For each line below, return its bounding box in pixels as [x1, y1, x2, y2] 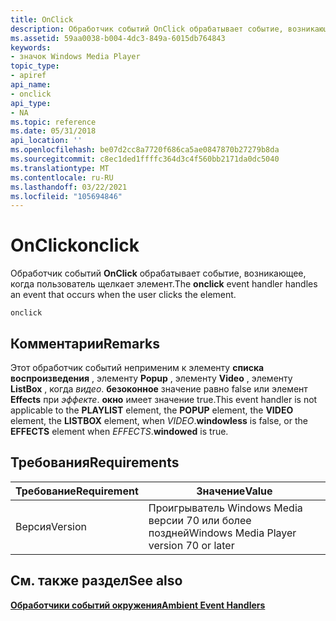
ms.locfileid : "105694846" [10, 191, 123, 201]
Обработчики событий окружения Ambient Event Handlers [10, 599, 266, 611]
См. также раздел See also [10, 572, 183, 590]
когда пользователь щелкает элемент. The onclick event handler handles [10, 278, 318, 290]
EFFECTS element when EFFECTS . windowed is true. [10, 426, 229, 437]
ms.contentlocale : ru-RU [10, 172, 114, 183]
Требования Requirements [10, 454, 180, 471]
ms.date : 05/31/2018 [10, 126, 97, 136]
